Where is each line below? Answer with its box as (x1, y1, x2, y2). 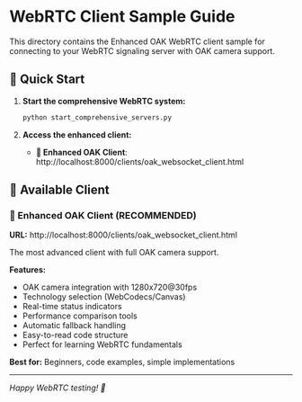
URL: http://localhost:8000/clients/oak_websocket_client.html (9, 229, 238, 240)
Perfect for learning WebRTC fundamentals (22, 339, 182, 350)
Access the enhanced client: (22, 129, 132, 140)
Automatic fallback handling (22, 320, 127, 331)
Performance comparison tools (22, 310, 138, 321)
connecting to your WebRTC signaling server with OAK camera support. (9, 45, 276, 56)
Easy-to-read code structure (22, 330, 129, 341)
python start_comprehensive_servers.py (22, 112, 173, 122)
